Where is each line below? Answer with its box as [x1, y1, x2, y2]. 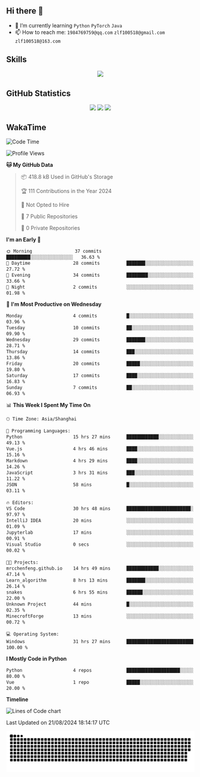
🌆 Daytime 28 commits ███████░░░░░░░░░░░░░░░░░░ [6, 261, 194, 267]
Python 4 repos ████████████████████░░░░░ [6, 668, 194, 674]
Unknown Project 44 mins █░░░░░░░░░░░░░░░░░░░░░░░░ [6, 601, 194, 607]
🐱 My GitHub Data [6, 161, 54, 169]
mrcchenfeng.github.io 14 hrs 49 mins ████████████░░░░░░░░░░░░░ [6, 565, 194, 571]
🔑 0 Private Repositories [20, 225, 81, 232]
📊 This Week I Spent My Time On [6, 402, 91, 409]
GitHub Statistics [6, 88, 71, 99]
